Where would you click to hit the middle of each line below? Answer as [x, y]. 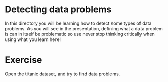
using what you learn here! [33, 39]
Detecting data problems [58, 9]
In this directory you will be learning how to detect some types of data [78, 23]
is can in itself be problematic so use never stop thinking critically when [80, 34]
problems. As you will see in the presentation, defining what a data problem [84, 28]
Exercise [23, 60]
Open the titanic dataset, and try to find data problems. [62, 74]
